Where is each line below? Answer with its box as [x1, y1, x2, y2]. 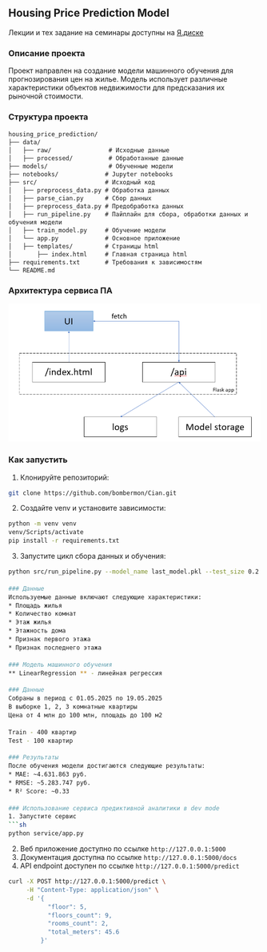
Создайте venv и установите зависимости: [19, 504, 166, 513]
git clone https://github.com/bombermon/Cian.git [8, 488, 177, 497]
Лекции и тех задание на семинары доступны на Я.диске [8, 27, 204, 37]
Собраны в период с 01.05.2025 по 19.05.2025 [8, 694, 162, 703]
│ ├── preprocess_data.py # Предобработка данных [8, 203, 184, 211]
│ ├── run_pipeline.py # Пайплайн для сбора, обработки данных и [8, 211, 249, 219]
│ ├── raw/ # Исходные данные [8, 147, 170, 155]
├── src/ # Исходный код [8, 179, 156, 187]
